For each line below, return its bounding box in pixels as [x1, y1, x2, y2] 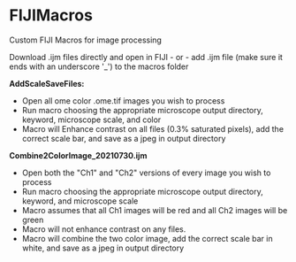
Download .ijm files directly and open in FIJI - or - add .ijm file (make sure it [9, 51, 283, 62]
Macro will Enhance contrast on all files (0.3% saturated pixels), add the [21, 123, 285, 134]
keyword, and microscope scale [21, 196, 139, 206]
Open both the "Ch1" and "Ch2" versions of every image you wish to [21, 167, 271, 178]
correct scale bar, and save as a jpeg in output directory [21, 133, 226, 143]
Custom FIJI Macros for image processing [9, 35, 162, 45]
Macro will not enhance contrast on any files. [21, 223, 186, 235]
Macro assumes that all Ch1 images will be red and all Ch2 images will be [21, 204, 288, 215]
